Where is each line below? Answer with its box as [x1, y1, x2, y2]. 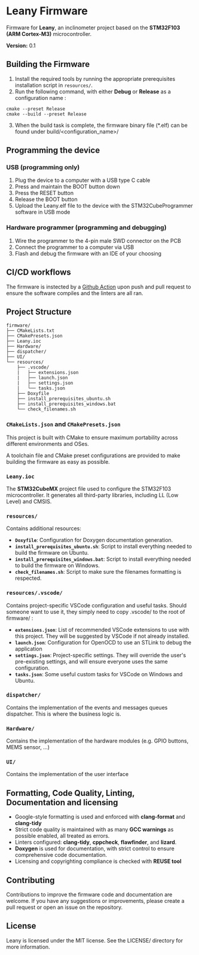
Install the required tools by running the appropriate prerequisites [14, 75, 176, 82]
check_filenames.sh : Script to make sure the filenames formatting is [14, 568, 182, 576]
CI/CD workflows [6, 267, 72, 278]
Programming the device [6, 145, 100, 156]
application [14, 645, 43, 652]
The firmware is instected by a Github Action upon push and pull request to [6, 283, 191, 290]
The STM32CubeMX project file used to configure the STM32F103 [6, 485, 172, 492]
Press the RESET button [14, 190, 74, 197]
